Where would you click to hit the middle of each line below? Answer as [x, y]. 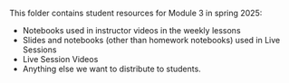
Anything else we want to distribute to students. [111, 69]
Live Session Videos [60, 59]
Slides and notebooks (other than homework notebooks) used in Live [151, 40]
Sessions [39, 50]
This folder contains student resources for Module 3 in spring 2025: [136, 13]
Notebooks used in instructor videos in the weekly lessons [132, 30]
